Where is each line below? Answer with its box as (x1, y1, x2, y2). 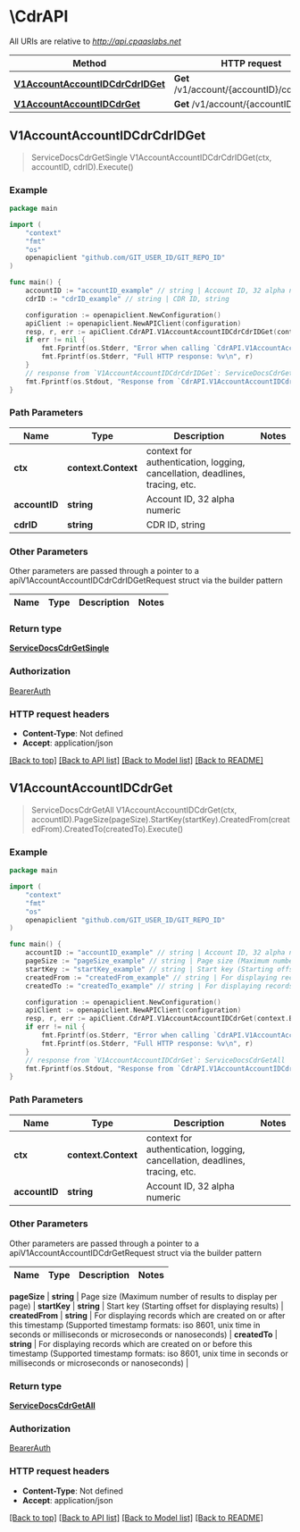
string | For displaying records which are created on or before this (9, 1338, 253, 1349)
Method (72, 56, 107, 69)
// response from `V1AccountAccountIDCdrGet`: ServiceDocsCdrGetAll (25, 1056, 286, 1065)
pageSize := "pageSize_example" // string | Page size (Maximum (25, 956, 270, 966)
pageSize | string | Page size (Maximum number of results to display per (9, 1291, 278, 1301)
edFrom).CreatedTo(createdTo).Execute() (30, 823, 184, 834)
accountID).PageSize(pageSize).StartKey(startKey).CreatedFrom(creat (30, 813, 290, 824)
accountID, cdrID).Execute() (30, 161, 134, 172)
